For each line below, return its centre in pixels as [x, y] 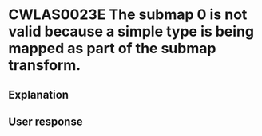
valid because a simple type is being [131, 31]
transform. [45, 66]
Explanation [39, 94]
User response [46, 121]
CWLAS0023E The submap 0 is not [128, 15]
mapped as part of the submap [112, 49]
